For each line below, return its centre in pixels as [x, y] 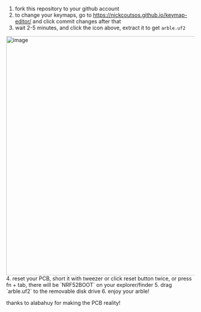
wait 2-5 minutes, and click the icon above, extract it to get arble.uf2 [100, 28]
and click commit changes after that [77, 21]
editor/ [23, 21]
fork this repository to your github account [67, 9]
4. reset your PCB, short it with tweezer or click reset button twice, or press [99, 278]
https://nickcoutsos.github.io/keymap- [140, 15]
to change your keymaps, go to [53, 15]
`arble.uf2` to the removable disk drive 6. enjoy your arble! [78, 291]
